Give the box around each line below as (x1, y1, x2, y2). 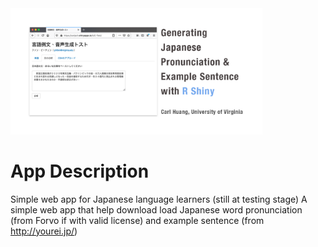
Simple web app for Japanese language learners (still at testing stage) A (10, 193, 308, 205)
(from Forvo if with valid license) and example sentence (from (10, 214, 265, 226)
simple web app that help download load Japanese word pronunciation (10, 203, 303, 216)
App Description (10, 160, 150, 182)
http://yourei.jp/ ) (10, 225, 78, 237)
